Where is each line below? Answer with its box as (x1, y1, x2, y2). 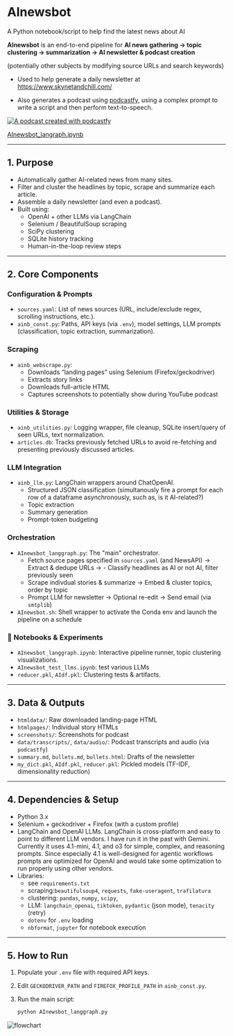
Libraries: (17, 871, 45, 880)
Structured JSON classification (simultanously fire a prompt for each (27, 486, 223, 494)
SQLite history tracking (27, 234, 94, 243)
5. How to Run (7, 950, 69, 962)
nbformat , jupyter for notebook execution (27, 923, 146, 932)
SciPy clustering (27, 227, 75, 235)
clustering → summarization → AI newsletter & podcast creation (7, 48, 196, 56)
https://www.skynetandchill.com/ (17, 82, 112, 90)
